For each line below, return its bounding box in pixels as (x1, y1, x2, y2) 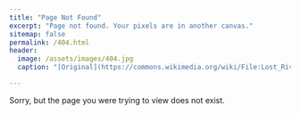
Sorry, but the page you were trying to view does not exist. (9, 94, 225, 105)
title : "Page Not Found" (9, 12, 102, 22)
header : (9, 46, 38, 55)
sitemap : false (9, 29, 66, 38)
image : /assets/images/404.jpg (17, 54, 134, 63)
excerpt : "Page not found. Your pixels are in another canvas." (9, 21, 254, 30)
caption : (17, 63, 50, 72)
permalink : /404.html (9, 37, 90, 47)
